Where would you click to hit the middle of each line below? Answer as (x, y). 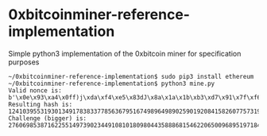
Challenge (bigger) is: (48, 118)
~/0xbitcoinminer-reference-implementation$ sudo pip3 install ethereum (131, 76)
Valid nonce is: (35, 90)
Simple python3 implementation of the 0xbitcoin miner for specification (125, 53)
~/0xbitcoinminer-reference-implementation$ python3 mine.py (112, 84)
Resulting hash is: (41, 104)
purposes (24, 62)
